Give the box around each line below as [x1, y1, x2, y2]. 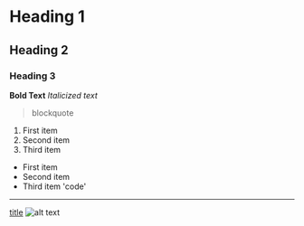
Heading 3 [9, 70, 56, 82]
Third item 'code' [22, 181, 87, 192]
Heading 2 [9, 42, 70, 58]
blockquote [31, 107, 74, 118]
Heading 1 [9, 6, 86, 27]
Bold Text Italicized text [9, 89, 98, 100]
